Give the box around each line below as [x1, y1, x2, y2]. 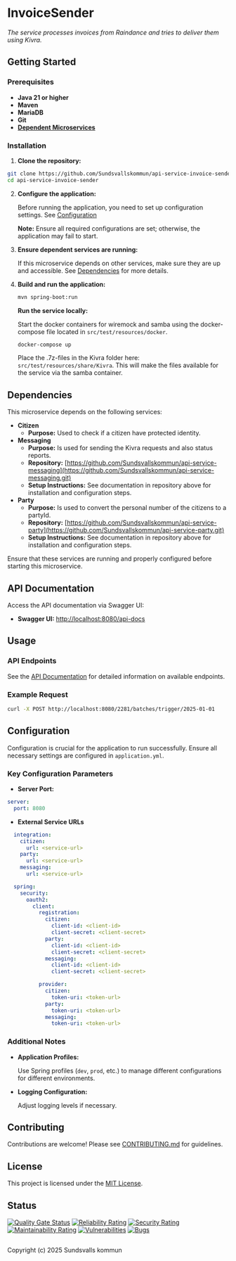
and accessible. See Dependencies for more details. [17, 266, 169, 275]
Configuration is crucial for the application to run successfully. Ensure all [7, 743, 218, 752]
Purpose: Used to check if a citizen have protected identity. [27, 429, 202, 437]
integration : [13, 831, 52, 838]
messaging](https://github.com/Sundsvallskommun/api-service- [27, 466, 215, 475]
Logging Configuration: [17, 1087, 88, 1096]
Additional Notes [7, 1037, 66, 1046]
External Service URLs [17, 817, 84, 826]
